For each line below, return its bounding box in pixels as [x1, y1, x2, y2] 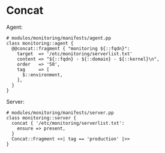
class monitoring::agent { [6, 40, 74, 46]
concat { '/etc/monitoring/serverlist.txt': [11, 120, 125, 126]
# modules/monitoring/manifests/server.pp [6, 109, 114, 116]
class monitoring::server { [6, 115, 77, 121]
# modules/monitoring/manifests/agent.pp [6, 35, 112, 41]
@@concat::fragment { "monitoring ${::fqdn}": [11, 46, 130, 52]
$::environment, [22, 71, 63, 78]
